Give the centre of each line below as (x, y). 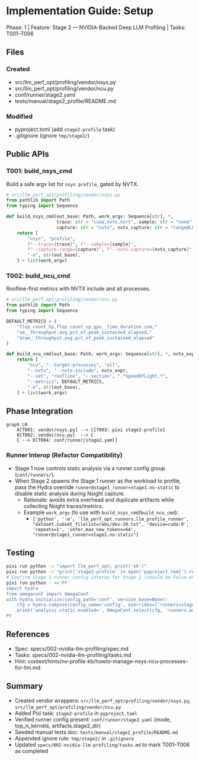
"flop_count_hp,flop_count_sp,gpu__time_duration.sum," (87, 327)
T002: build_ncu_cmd (38, 276)
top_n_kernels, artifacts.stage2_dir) (58, 726)
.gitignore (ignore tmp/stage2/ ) (52, 135)
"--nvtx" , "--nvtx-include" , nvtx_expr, (78, 371)
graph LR (17, 425)
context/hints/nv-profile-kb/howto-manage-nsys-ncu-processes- (108, 661)
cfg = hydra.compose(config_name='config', (71, 605)
